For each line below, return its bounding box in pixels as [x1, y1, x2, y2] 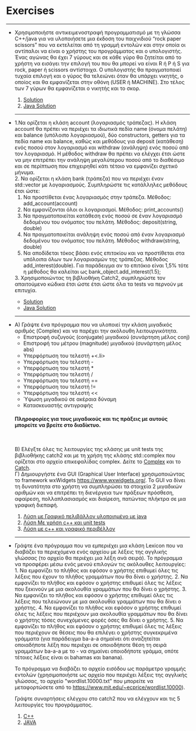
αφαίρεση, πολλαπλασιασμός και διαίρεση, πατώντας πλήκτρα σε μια [14, 496, 186, 503]
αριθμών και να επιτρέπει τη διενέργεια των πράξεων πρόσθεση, [14, 489, 174, 496]
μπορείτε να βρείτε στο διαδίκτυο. [14, 421, 101, 428]
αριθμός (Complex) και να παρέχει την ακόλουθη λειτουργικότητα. [14, 327, 178, 334]
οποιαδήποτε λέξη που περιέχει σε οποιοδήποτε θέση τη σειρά [14, 642, 167, 649]
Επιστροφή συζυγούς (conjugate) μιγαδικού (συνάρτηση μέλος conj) [23, 333, 190, 340]
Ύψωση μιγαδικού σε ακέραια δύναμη [23, 396, 117, 403]
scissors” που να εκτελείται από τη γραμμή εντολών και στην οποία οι [14, 41, 186, 48]
